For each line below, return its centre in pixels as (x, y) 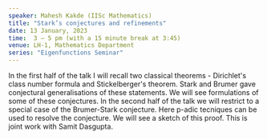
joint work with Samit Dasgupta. (61, 126)
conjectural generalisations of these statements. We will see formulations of (133, 92)
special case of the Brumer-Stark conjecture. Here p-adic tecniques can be (133, 109)
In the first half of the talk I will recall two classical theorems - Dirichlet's (127, 75)
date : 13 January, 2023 (48, 30)
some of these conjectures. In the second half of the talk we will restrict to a (134, 101)
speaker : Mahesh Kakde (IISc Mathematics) (80, 16)
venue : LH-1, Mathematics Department (71, 46)
